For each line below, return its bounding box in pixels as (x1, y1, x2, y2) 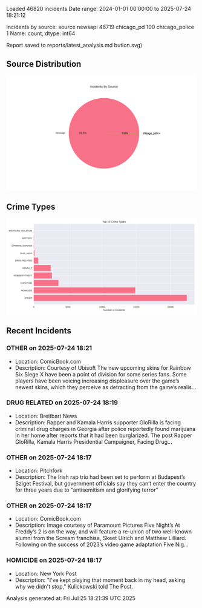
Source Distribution (6, 59, 82, 69)
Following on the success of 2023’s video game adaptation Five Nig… (15, 541, 189, 548)
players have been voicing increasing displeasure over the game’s (15, 377, 180, 384)
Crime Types (6, 202, 56, 212)
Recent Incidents (6, 326, 71, 336)
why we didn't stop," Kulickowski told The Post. (15, 583, 133, 590)
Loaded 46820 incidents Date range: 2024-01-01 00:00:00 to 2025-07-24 (6, 5, 192, 12)
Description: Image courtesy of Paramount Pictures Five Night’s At (15, 521, 180, 529)
